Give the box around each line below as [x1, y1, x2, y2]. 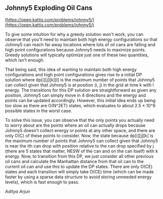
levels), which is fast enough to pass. [5, 179, 79, 185]
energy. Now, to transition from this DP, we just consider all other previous [5, 153, 154, 159]
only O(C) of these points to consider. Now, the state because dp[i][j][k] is [5, 133, 154, 138]
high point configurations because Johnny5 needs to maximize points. [5, 47, 146, 52]
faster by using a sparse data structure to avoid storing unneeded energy [5, 174, 152, 180]
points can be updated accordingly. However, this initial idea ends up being [5, 97, 156, 103]
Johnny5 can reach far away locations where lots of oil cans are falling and [5, 41, 156, 48]
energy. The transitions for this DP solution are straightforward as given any [5, 87, 157, 93]
